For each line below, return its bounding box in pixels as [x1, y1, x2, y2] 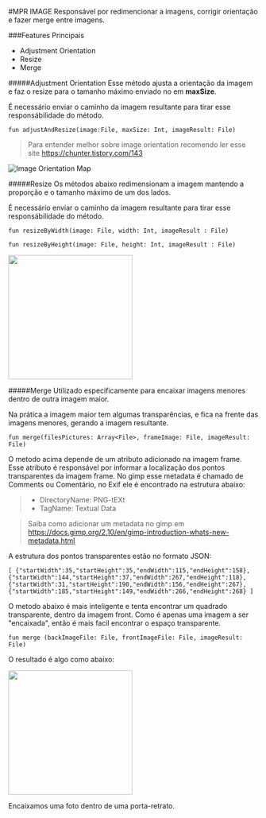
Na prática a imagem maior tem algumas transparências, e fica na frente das [8, 409, 259, 419]
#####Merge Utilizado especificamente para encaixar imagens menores [8, 386, 246, 395]
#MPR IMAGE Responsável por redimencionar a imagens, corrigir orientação [8, 7, 258, 16]
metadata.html [27, 536, 75, 545]
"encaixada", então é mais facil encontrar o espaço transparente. [8, 618, 222, 627]
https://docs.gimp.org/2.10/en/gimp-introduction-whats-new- [27, 528, 229, 537]
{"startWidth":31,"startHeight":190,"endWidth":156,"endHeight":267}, [8, 580, 247, 588]
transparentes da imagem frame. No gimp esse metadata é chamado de [8, 471, 244, 480]
